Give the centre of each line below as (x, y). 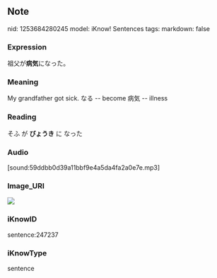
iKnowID (22, 219)
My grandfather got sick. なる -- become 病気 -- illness (88, 98)
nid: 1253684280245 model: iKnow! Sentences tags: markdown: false (109, 28)
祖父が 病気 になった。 (38, 64)
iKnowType (27, 253)
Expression (27, 47)
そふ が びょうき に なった (45, 133)
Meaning (23, 82)
